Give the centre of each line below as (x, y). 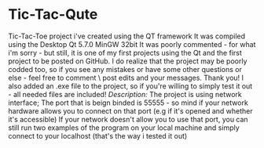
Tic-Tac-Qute (53, 14)
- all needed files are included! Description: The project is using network (125, 94)
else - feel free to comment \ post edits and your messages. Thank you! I (126, 78)
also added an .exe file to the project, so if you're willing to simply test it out (130, 86)
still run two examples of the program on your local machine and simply (124, 128)
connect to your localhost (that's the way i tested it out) (98, 135)
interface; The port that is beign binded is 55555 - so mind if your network (128, 103)
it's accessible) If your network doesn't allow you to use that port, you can (128, 119)
